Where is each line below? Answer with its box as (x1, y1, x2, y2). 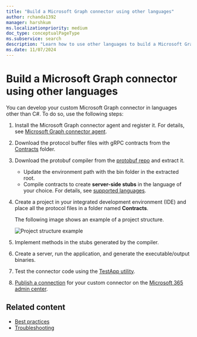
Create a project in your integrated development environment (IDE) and (14, 198, 186, 205)
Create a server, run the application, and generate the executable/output (14, 250, 190, 257)
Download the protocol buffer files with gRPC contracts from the (14, 139, 170, 146)
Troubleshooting (14, 324, 55, 331)
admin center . (14, 285, 48, 292)
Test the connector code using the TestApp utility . (14, 268, 135, 275)
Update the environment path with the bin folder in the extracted (23, 168, 179, 175)
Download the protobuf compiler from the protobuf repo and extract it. (14, 157, 185, 164)
